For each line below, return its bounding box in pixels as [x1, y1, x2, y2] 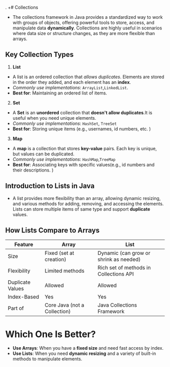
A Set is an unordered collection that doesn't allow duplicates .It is [12, 109, 153, 116]
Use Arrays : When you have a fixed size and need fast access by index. [12, 345, 164, 351]
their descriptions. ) [12, 167, 54, 173]
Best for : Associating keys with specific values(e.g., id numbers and [12, 161, 155, 168]
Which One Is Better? [5, 328, 96, 340]
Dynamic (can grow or [98, 250, 151, 257]
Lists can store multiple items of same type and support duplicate [12, 206, 150, 212]
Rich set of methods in [98, 264, 151, 271]
